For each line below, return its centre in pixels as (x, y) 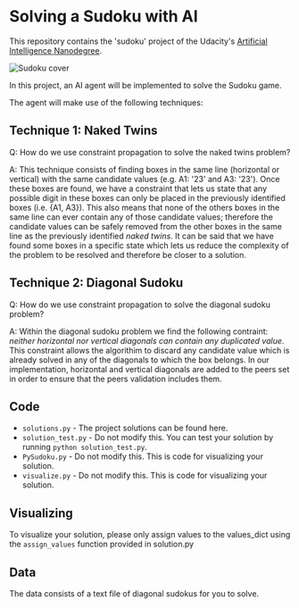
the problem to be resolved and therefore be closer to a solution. (128, 254)
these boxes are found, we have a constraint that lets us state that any (138, 188)
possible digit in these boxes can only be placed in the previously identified (147, 197)
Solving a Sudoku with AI (104, 17)
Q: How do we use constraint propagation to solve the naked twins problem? (150, 152)
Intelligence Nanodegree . (56, 50)
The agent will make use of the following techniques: (106, 102)
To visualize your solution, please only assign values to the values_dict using (150, 535)
